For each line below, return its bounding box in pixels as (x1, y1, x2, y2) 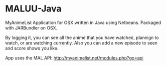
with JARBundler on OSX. (5, 24, 57, 30)
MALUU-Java (5, 3, 62, 14)
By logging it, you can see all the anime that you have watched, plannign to (5, 34, 159, 40)
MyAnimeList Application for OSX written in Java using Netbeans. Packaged (5, 19, 161, 25)
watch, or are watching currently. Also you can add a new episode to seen (5, 39, 158, 45)
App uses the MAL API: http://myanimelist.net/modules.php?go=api (5, 54, 144, 60)
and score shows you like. (5, 45, 59, 51)
